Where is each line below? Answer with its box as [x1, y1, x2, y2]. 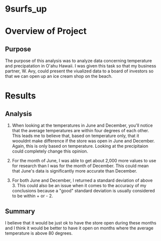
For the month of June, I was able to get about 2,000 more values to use [12, 158, 156, 164]
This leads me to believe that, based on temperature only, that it [12, 133, 139, 139]
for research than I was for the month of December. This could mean [12, 163, 149, 169]
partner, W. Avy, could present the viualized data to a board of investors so [5, 68, 154, 74]
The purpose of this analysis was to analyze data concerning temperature [5, 58, 152, 64]
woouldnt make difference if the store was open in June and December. [12, 138, 155, 144]
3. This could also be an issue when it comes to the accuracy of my [12, 183, 146, 189]
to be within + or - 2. [12, 193, 53, 199]
